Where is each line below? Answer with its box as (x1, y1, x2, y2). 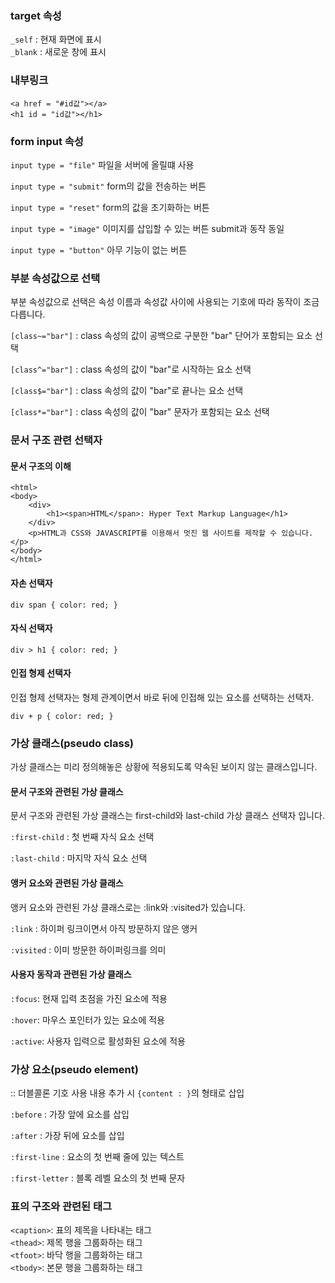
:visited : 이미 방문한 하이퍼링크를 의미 (10, 943, 167, 956)
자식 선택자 (10, 622, 53, 634)
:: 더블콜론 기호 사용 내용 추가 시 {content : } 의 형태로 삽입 (10, 1087, 245, 1099)
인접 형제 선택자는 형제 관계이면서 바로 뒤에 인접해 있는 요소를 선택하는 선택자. (10, 691, 315, 703)
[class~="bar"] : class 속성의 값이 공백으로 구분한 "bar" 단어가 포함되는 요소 (10, 330, 313, 342)
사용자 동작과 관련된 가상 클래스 (10, 968, 132, 981)
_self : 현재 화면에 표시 (10, 33, 102, 46)
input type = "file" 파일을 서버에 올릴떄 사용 (10, 158, 195, 171)
